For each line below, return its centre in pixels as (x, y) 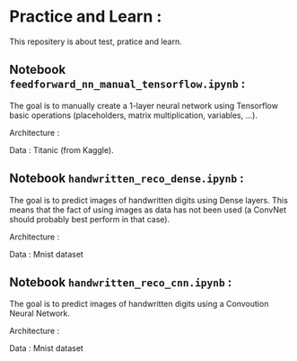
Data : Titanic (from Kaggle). (61, 149)
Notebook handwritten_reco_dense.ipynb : (127, 179)
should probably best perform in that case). (90, 219)
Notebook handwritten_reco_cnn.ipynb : (121, 282)
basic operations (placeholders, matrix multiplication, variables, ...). (134, 115)
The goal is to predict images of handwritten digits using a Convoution (139, 304)
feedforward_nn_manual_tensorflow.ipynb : (127, 84)
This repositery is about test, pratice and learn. (96, 41)
